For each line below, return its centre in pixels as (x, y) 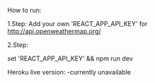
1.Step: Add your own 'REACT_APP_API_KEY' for (77, 24)
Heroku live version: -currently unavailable (69, 72)
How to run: (24, 10)
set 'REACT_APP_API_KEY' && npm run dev (70, 58)
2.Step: (18, 45)
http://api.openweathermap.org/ (54, 31)
